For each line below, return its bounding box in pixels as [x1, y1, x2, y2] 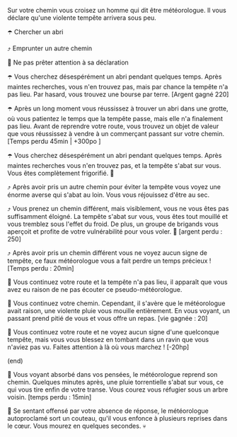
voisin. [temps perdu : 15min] [7, 393, 92, 401]
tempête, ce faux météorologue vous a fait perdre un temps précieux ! [7, 256, 212, 265]
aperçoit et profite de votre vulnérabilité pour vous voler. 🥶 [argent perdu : [7, 227, 223, 236]
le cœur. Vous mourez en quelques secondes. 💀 [7, 421, 146, 430]
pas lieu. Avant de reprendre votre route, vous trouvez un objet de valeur [7, 122, 219, 130]
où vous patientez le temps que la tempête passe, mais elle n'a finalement [7, 115, 223, 123]
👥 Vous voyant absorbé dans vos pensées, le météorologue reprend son [7, 370, 218, 378]
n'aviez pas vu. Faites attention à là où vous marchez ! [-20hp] [7, 343, 190, 351]
